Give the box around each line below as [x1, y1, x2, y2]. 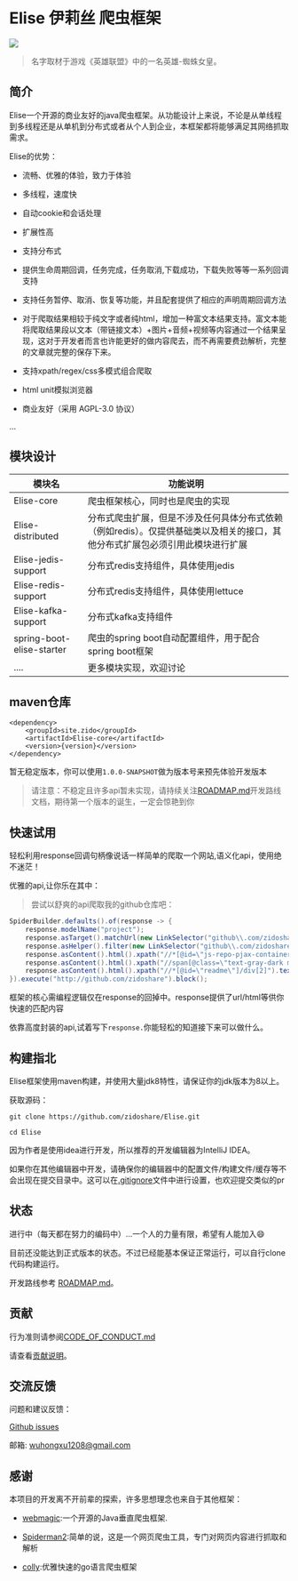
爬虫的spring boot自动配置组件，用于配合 [87, 631, 260, 644]
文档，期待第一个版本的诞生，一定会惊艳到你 [30, 797, 195, 807]
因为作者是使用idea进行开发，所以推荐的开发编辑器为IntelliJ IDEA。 [9, 1144, 255, 1155]
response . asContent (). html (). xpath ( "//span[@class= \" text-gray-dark [25, 958, 284, 967]
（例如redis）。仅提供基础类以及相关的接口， [87, 525, 273, 537]
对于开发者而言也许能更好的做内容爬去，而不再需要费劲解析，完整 [45, 335, 286, 346]
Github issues [9, 1422, 59, 1433]
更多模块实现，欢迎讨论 [87, 662, 186, 674]
